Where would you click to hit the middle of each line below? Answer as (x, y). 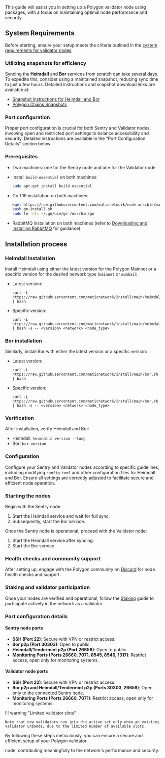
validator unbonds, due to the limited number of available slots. (76, 726)
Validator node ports (27, 671)
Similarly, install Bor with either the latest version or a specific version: (76, 352)
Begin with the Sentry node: (33, 507)
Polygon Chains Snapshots (40, 105)
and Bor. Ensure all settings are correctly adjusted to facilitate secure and (79, 478)
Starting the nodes (28, 495)
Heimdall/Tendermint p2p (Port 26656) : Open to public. (70, 649)
